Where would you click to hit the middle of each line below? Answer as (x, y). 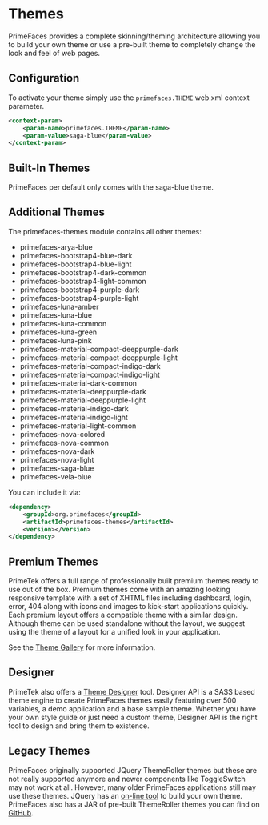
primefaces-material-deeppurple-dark (83, 391)
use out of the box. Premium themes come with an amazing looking (119, 590)
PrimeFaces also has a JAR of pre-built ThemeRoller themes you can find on (134, 804)
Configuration (44, 78)
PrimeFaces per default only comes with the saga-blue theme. (111, 187)
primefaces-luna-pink (56, 340)
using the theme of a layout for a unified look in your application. (115, 632)
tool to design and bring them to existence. (79, 726)
